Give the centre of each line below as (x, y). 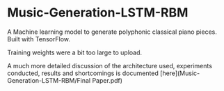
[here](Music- (180, 73)
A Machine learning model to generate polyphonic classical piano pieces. (112, 32)
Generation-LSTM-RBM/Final (49, 80)
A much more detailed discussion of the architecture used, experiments (110, 65)
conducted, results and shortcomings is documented (83, 73)
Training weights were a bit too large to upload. (75, 52)
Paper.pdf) (107, 80)
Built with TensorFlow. (39, 39)
